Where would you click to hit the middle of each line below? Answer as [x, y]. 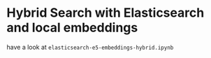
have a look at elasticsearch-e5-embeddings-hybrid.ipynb [90, 47]
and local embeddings [72, 28]
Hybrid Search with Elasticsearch [105, 13]
